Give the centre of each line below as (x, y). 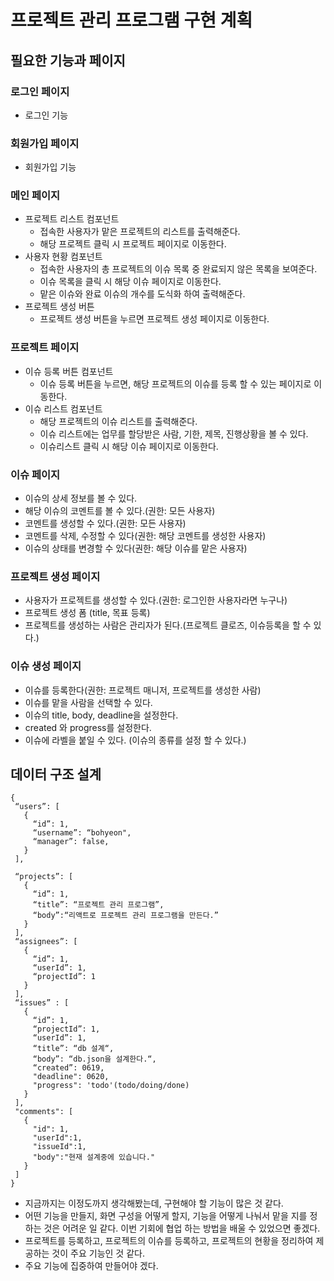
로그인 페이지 (40, 91)
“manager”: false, (71, 842)
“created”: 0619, (68, 1068)
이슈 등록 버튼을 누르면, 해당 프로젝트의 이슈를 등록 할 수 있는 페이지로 (175, 383)
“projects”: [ (44, 877)
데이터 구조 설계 (56, 774)
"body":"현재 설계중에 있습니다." (94, 1157)
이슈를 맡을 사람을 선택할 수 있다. (88, 702)
